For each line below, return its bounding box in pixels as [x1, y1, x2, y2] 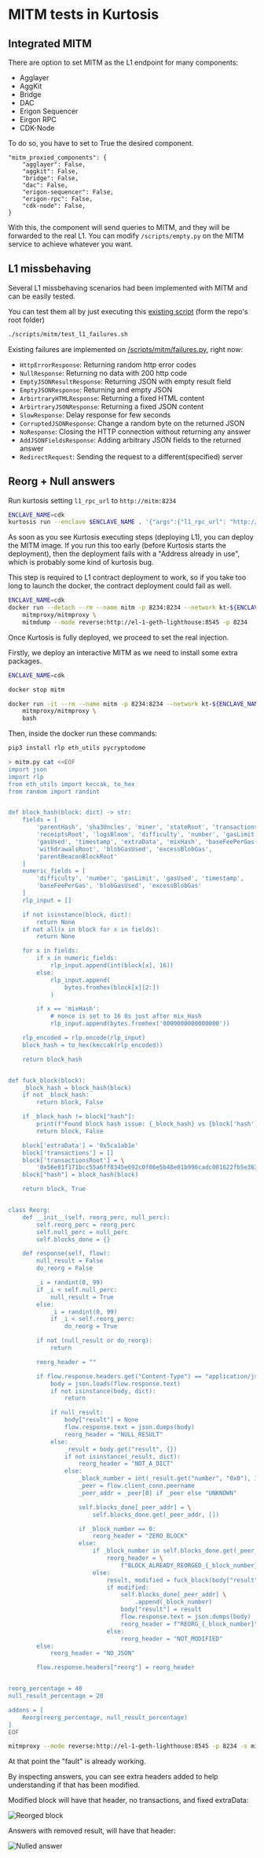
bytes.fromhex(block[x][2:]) [64, 983, 159, 992]
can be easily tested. [8, 291, 76, 301]
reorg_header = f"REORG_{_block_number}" [120, 1620, 258, 1628]
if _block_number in [92, 1547, 159, 1555]
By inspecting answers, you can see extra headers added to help [8, 1772, 218, 1782]
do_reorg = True [64, 1322, 118, 1330]
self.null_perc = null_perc [36, 1228, 128, 1236]
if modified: [106, 1583, 149, 1592]
